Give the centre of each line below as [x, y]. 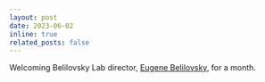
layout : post [33, 17]
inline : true [33, 34]
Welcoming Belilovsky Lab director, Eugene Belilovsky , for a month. [133, 68]
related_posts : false [50, 42]
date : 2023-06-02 [41, 26]
